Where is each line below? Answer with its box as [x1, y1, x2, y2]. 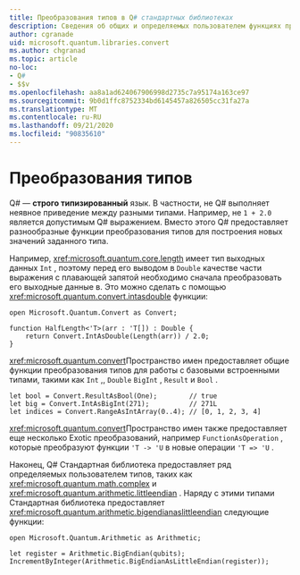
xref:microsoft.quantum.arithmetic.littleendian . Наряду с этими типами [9, 487, 275, 498]
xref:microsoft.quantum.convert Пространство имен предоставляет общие [9, 355, 290, 366]
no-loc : [9, 63, 38, 72]
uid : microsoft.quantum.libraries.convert [9, 38, 170, 47]
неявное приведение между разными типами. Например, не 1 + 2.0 [9, 207, 272, 217]
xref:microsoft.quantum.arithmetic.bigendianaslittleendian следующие [9, 506, 270, 517]
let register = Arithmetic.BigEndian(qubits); [9, 549, 186, 558]
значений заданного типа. [9, 235, 109, 246]
